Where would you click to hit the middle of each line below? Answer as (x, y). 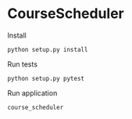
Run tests (23, 64)
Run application (32, 93)
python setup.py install (48, 49)
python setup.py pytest (46, 78)
